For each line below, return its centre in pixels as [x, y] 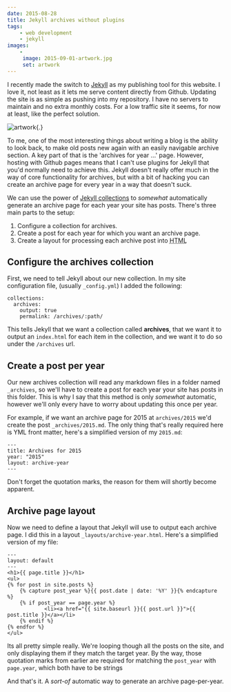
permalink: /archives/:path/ [61, 317]
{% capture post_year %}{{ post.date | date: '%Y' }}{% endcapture [118, 591]
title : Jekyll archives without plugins [66, 20]
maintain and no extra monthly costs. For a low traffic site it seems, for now [114, 106]
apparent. [21, 489]
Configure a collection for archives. [67, 225]
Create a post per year [56, 366]
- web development [46, 33]
